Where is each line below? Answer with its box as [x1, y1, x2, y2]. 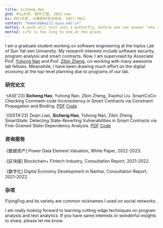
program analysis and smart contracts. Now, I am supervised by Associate [5, 53, 154, 59]
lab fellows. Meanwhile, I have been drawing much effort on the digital [5, 63, 146, 69]
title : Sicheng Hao [5, 7, 45, 12]
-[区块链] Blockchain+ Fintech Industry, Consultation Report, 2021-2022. [5, 158, 150, 164]
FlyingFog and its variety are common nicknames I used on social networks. [5, 198, 157, 204]
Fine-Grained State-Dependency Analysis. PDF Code [5, 123, 111, 129]
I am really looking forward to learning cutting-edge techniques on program [5, 207, 156, 213]
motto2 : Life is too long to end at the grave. [5, 30, 103, 34]
